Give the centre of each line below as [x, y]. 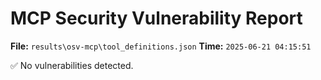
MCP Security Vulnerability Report [156, 18]
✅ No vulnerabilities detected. [72, 65]
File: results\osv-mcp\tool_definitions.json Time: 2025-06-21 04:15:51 [161, 46]
